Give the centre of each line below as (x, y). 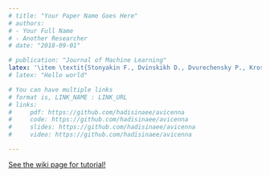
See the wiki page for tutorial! (57, 164)
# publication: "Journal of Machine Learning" (88, 60)
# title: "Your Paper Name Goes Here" (73, 16)
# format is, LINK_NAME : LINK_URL (68, 97)
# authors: (27, 23)
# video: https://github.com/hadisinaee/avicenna (100, 135)
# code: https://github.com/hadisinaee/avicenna (98, 120)
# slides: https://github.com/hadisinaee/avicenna (102, 127)
